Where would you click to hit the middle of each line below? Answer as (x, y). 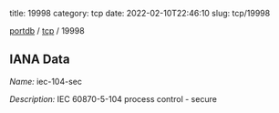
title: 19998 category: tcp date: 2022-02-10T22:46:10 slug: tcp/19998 (140, 13)
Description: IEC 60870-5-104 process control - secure (113, 98)
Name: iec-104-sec (46, 81)
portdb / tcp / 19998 (47, 31)
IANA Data (40, 60)
